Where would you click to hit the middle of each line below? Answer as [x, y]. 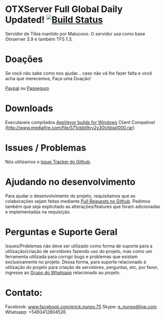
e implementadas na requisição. [38, 212]
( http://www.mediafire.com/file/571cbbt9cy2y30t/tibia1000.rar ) [70, 127]
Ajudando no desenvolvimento [70, 182]
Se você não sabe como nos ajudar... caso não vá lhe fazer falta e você [79, 73]
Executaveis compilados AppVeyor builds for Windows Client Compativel [80, 122]
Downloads [29, 108]
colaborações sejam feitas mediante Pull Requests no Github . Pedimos [78, 201]
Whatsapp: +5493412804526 [35, 312]
